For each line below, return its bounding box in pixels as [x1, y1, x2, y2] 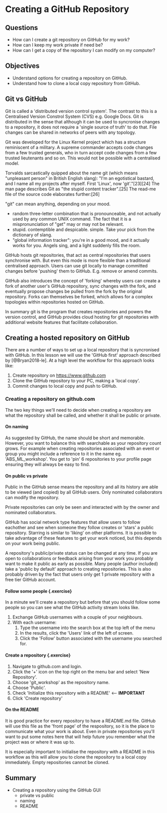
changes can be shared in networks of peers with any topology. [5, 129, 136, 135]
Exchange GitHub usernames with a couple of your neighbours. [12, 614, 143, 620]
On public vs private [5, 473, 48, 479]
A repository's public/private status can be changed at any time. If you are [5, 550, 158, 556]
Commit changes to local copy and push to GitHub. [12, 383, 118, 389]
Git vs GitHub [5, 95, 47, 103]
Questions [5, 23, 38, 32]
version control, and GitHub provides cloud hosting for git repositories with [5, 314, 159, 320]
